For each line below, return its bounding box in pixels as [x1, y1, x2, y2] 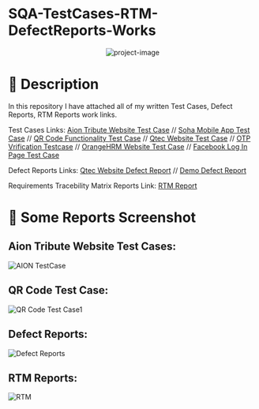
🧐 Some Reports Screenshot [8, 208, 197, 227]
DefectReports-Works [8, 21, 156, 39]
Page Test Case [8, 150, 60, 159]
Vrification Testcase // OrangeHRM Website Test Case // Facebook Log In [8, 141, 248, 151]
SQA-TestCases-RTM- [8, 5, 159, 23]
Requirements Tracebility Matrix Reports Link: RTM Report [8, 181, 197, 190]
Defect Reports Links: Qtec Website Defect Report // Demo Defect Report [8, 165, 247, 174]
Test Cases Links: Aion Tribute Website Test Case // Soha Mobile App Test [8, 125, 250, 134]
